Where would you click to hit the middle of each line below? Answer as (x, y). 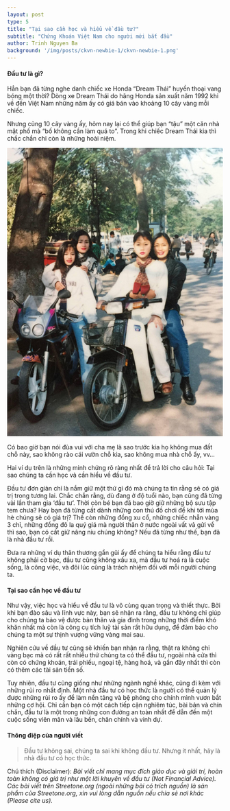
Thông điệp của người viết (45, 735)
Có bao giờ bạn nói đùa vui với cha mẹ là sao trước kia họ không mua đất (110, 447)
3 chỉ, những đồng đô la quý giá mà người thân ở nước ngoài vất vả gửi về (111, 525)
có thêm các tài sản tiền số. (46, 670)
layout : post (26, 14)
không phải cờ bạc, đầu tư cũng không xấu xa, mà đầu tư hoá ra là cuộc (108, 560)
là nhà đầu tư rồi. (31, 539)
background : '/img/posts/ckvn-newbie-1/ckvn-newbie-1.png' (93, 51)
